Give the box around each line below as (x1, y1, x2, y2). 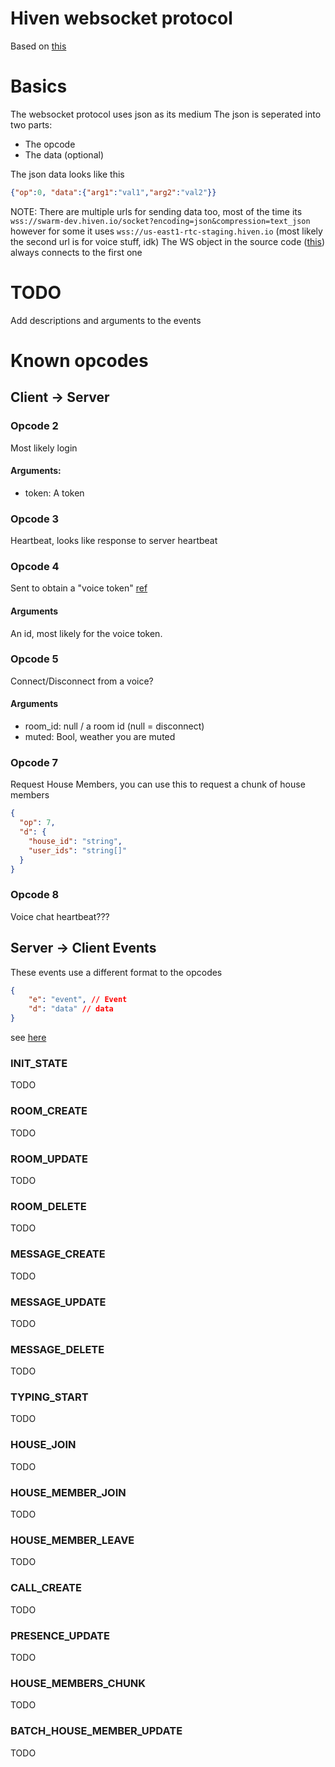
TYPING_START (10, 1390, 89, 1404)
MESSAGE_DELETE (10, 1342, 105, 1356)
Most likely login (10, 442, 78, 454)
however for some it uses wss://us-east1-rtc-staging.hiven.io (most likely (10, 225, 323, 237)
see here (10, 1032, 47, 1044)
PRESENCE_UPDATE (10, 1628, 110, 1642)
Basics (10, 75, 68, 98)
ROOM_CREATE (10, 1104, 88, 1118)
